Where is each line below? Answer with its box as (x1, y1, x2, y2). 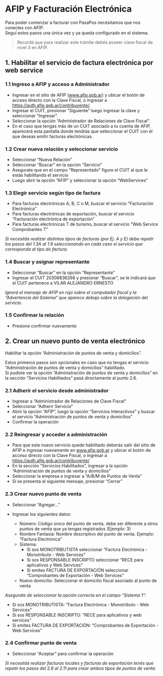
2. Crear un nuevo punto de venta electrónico (5, 337, 145, 346)
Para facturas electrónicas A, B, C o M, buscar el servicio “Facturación (12, 201, 154, 207)
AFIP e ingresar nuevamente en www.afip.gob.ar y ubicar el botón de (12, 447, 151, 453)
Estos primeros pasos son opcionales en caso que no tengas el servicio (5, 359, 149, 365)
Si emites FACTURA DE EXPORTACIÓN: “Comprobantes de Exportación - (12, 622, 159, 628)
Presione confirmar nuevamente (12, 323, 77, 328)
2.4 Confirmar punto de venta (5, 639, 77, 646)
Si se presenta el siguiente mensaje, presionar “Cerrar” (12, 479, 123, 484)
